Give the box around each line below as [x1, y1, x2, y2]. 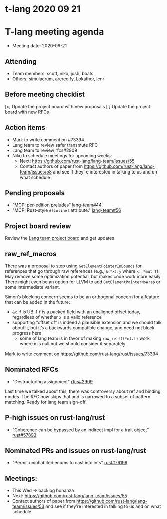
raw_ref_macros [5, 249, 57, 258]
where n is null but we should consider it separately [19, 341, 126, 347]
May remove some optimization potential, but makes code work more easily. [5, 274, 162, 279]
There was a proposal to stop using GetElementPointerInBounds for [5, 263, 142, 269]
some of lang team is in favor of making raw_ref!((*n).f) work [19, 335, 150, 341]
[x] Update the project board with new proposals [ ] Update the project [5, 103, 151, 109]
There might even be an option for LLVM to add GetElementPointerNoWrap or [5, 279, 161, 285]
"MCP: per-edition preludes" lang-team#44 [12, 202, 102, 208]
